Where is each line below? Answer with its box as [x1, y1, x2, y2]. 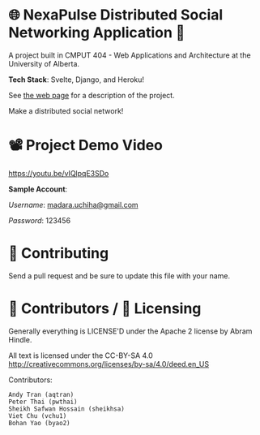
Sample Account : [8, 184, 68, 194]
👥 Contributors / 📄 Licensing [8, 299, 202, 317]
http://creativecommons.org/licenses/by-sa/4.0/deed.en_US [8, 359, 209, 368]
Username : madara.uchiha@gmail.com [8, 200, 139, 209]
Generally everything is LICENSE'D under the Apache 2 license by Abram [8, 326, 253, 336]
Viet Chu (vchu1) [8, 411, 67, 420]
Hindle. [8, 334, 32, 344]
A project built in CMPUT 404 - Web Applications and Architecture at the [8, 50, 251, 60]
